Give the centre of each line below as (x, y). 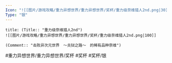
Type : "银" (17, 15)
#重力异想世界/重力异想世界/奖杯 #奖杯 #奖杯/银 (56, 55)
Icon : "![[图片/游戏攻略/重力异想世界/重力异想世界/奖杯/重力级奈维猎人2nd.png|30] (87, 10)
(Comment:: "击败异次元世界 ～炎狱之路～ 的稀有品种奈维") (63, 45)
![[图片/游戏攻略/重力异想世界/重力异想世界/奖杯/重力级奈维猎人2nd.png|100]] (81, 35)
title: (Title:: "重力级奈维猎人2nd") (44, 30)
